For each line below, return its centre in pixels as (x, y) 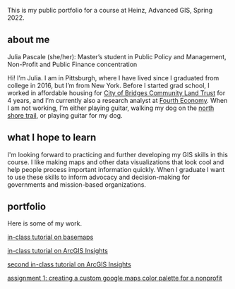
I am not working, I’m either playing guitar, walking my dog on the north (111, 108)
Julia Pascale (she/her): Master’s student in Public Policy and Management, (117, 56)
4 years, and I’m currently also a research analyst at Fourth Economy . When (117, 100)
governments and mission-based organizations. (77, 184)
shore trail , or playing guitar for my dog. (65, 115)
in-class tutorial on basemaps (50, 237)
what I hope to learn (52, 138)
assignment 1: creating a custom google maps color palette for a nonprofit (115, 278)
